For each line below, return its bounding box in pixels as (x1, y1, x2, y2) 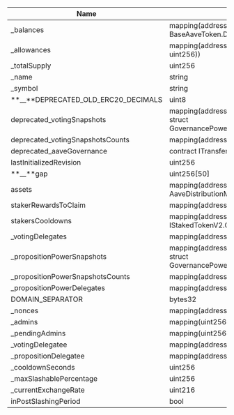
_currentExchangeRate (10, 385, 85, 395)
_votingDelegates (10, 232, 68, 241)
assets (10, 185, 33, 194)
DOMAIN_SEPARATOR (10, 294, 84, 304)
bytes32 (169, 294, 197, 304)
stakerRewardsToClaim (10, 200, 86, 210)
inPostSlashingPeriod (10, 397, 81, 406)
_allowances (10, 45, 51, 54)
